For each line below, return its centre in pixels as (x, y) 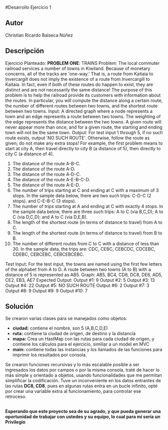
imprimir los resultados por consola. (49, 355)
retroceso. (16, 397)
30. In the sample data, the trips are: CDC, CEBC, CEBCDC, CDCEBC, (84, 249)
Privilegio (16, 422)
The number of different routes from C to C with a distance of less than (86, 244)
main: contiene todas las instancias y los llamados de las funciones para (87, 350)
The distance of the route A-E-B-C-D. (51, 179)
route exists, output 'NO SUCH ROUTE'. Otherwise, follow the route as (77, 138)
